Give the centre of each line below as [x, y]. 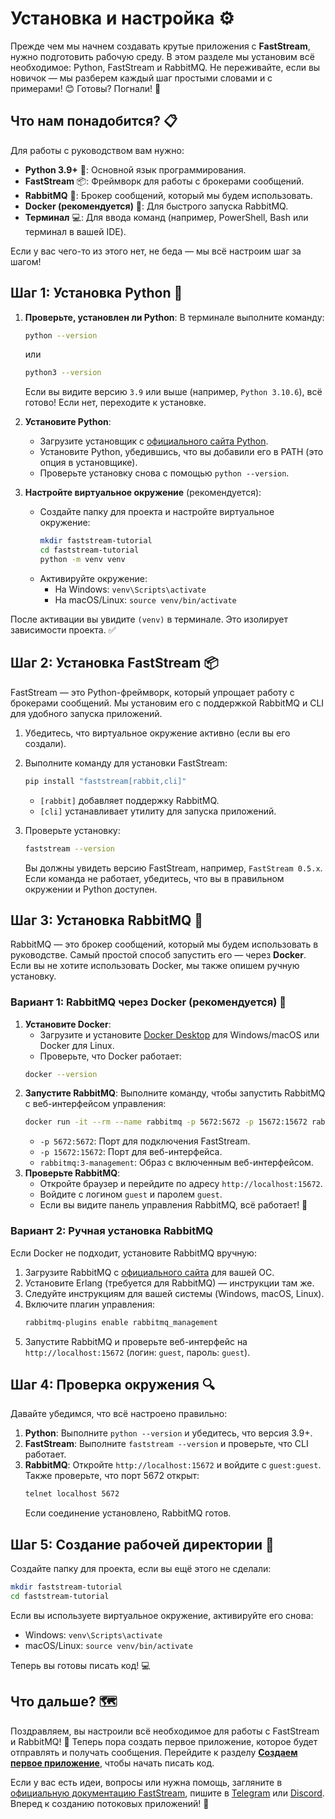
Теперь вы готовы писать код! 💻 [80, 1665]
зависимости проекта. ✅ [63, 629]
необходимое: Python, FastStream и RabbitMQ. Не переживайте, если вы [165, 67]
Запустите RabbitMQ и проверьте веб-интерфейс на [136, 1341]
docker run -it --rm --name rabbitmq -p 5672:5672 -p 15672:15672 [166, 1122]
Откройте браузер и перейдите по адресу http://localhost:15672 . [181, 1184]
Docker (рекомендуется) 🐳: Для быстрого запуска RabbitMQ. [156, 206]
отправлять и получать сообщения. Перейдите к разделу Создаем [154, 1752]
